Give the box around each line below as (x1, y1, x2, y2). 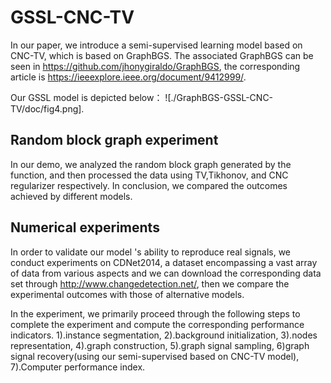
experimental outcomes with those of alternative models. (10, 288, 245, 300)
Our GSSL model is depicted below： (10, 91, 163, 103)
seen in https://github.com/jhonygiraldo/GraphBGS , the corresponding (10, 60, 301, 72)
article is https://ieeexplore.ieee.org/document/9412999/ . (10, 71, 247, 83)
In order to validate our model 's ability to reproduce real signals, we (10, 246, 291, 258)
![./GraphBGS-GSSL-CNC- (164, 91, 274, 103)
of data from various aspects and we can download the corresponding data (10, 267, 322, 279)
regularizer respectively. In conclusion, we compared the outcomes (10, 179, 288, 191)
